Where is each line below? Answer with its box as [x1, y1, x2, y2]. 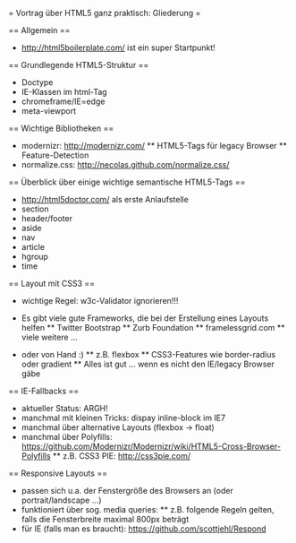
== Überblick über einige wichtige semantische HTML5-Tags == [8, 177, 246, 187]
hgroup [21, 251, 48, 262]
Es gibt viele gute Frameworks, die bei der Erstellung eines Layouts [21, 313, 269, 323]
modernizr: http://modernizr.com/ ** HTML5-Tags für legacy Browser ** [21, 141, 288, 151]
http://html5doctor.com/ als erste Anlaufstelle [21, 194, 189, 204]
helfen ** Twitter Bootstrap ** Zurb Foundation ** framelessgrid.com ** [21, 323, 285, 332]
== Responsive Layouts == [8, 468, 108, 478]
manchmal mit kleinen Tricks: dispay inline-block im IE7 [21, 412, 225, 423]
